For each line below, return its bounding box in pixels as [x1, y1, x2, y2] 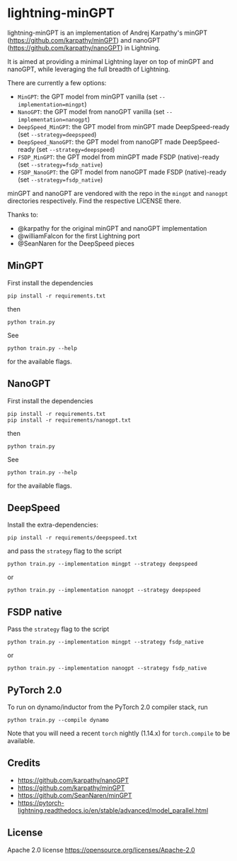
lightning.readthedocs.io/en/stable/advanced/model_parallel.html [17, 806, 209, 814]
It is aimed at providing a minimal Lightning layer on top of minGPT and [7, 57, 214, 65]
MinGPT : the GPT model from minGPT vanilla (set [17, 92, 158, 101]
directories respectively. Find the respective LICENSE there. [7, 197, 182, 205]
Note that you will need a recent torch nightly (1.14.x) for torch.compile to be [7, 729, 231, 737]
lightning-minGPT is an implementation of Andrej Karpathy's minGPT [7, 28, 208, 37]
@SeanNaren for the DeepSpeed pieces [17, 239, 134, 248]
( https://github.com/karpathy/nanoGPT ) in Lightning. [7, 43, 161, 52]
